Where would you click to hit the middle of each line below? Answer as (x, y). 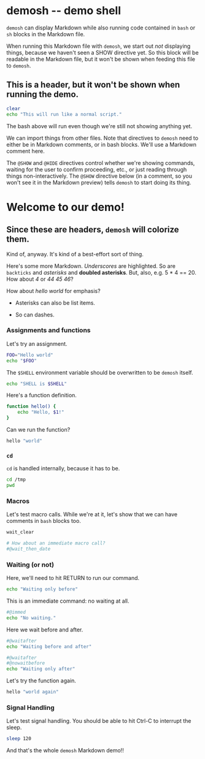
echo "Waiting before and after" (49, 646)
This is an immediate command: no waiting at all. (68, 601)
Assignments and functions (48, 330)
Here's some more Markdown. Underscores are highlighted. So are (91, 266)
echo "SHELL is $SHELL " (37, 384)
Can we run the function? (38, 430)
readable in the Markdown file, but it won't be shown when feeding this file (101, 59)
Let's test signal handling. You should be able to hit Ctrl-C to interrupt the (99, 721)
